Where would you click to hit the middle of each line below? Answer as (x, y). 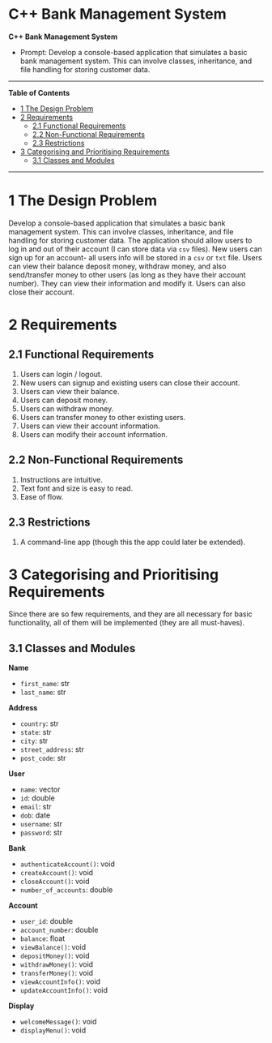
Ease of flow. (42, 496)
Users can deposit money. (64, 400)
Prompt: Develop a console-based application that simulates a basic (134, 52)
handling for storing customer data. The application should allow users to (130, 240)
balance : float (42, 938)
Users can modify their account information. (94, 434)
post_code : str (43, 758)
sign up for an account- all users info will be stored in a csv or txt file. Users (135, 257)
